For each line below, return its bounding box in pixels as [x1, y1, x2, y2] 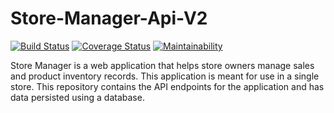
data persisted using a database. [10, 91, 145, 103]
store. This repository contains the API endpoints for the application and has [10, 80, 325, 92]
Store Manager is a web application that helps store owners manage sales [10, 59, 315, 71]
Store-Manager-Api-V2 [10, 7, 208, 30]
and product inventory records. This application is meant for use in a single [10, 70, 320, 82]
